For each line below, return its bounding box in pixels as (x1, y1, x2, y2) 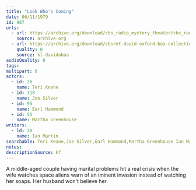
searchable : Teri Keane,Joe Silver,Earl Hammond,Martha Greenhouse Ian (6, 138, 184, 145)
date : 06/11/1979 (6, 14, 48, 20)
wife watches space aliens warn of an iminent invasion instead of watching (6, 171, 187, 178)
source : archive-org (16, 36, 66, 41)
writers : (6, 122, 27, 128)
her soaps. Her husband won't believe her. (6, 178, 108, 185)
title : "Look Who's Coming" (6, 8, 75, 15)
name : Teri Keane (16, 85, 59, 90)
